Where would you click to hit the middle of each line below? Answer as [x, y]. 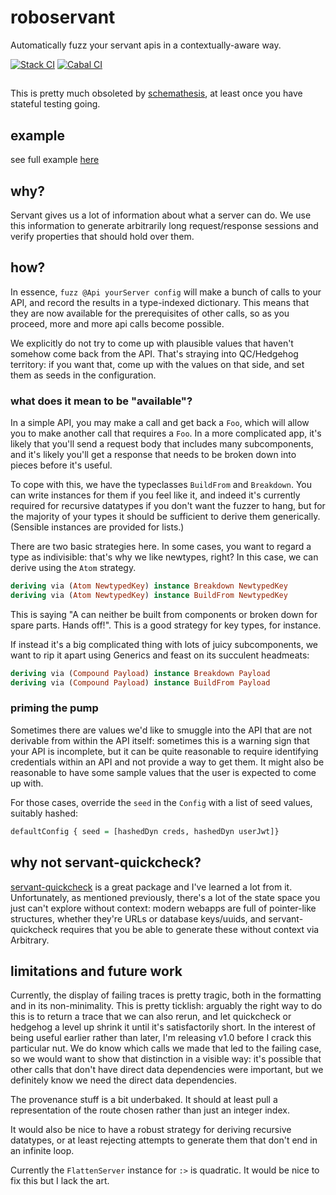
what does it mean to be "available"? [101, 401]
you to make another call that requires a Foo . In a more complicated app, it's [166, 433]
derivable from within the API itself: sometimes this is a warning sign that [160, 740]
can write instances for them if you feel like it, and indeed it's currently [155, 495]
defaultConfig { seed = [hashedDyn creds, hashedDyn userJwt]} [145, 831]
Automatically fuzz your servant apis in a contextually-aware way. [146, 45]
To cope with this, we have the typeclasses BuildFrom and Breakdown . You [161, 485]
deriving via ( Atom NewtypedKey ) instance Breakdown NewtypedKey [149, 586]
